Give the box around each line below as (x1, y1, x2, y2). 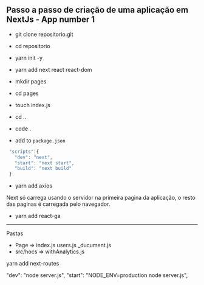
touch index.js (15, 101, 50, 108)
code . (15, 125, 32, 132)
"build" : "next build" (14, 166, 72, 172)
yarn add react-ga (15, 213, 61, 220)
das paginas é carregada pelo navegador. (6, 200, 110, 208)
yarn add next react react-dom (15, 66, 92, 73)
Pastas (6, 230, 24, 237)
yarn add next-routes (6, 260, 59, 267)
